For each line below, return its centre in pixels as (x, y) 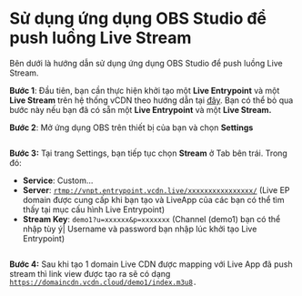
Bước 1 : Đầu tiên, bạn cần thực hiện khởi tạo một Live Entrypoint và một (145, 90)
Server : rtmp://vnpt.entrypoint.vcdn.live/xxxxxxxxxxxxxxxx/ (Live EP (156, 189)
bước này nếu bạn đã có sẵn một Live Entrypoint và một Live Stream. (141, 109)
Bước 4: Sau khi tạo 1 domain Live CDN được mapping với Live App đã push (151, 264)
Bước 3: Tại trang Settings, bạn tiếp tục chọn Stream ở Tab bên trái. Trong (149, 153)
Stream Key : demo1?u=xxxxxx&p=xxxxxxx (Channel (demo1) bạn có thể (151, 219)
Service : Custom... (58, 180)
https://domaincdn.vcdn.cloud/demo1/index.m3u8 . (103, 282)
